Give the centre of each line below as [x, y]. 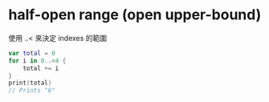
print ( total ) [30, 83]
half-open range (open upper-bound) [135, 15]
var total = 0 [32, 53]
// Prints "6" [32, 91]
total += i [41, 68]
